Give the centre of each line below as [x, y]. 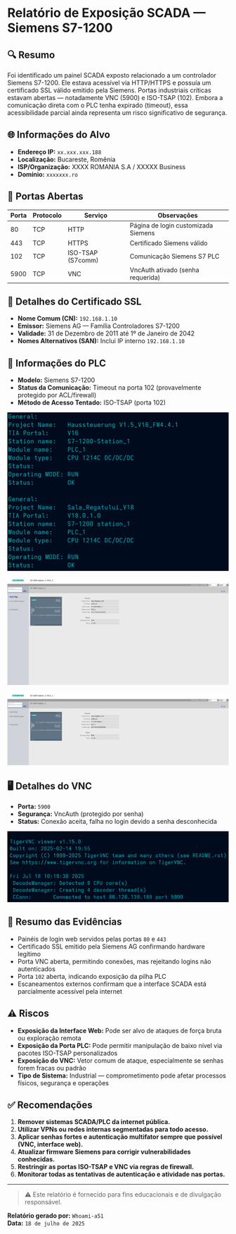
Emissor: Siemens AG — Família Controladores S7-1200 [99, 326]
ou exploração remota [50, 1038]
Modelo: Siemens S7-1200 [56, 380]
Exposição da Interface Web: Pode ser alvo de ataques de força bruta [119, 1030]
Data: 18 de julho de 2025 [46, 1223]
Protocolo [47, 216]
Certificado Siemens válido [169, 243]
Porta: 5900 [34, 807]
